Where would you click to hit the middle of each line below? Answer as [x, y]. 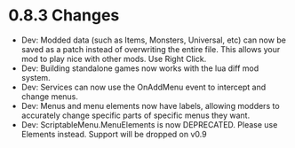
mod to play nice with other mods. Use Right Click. [114, 58]
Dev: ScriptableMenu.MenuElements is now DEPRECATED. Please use [149, 124]
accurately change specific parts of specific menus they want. [136, 115]
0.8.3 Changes [64, 16]
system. [36, 77]
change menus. [50, 96]
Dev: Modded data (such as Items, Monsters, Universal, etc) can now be [153, 40]
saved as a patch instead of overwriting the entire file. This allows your [151, 49]
